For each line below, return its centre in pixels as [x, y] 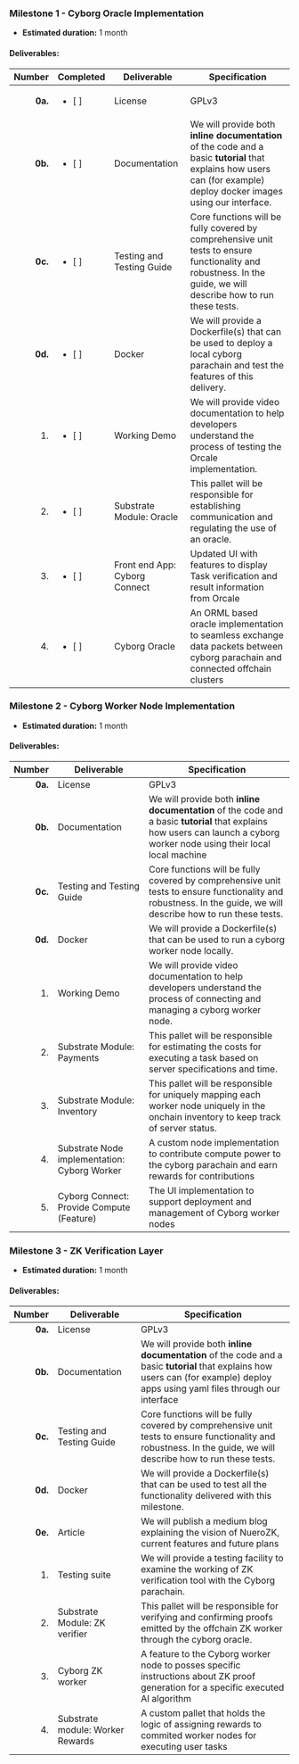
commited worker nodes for [199, 1735]
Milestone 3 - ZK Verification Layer [86, 1250]
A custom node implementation [214, 1143]
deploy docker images [236, 191]
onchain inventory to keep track [215, 1117]
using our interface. [231, 202]
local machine [178, 855]
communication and [231, 517]
